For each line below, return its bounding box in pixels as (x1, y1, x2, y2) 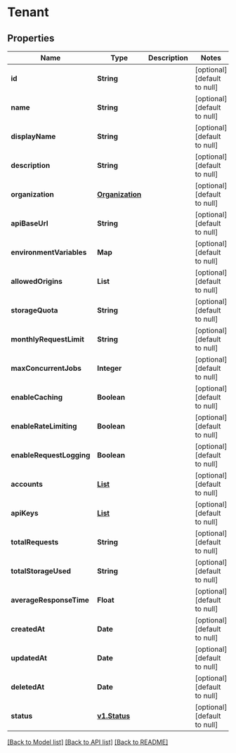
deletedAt (11, 682, 45, 692)
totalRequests (11, 537, 59, 546)
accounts (11, 479, 44, 489)
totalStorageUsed (11, 566, 72, 576)
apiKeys (11, 509, 39, 518)
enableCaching (11, 393, 63, 402)
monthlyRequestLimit (11, 334, 84, 344)
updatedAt (11, 653, 48, 662)
